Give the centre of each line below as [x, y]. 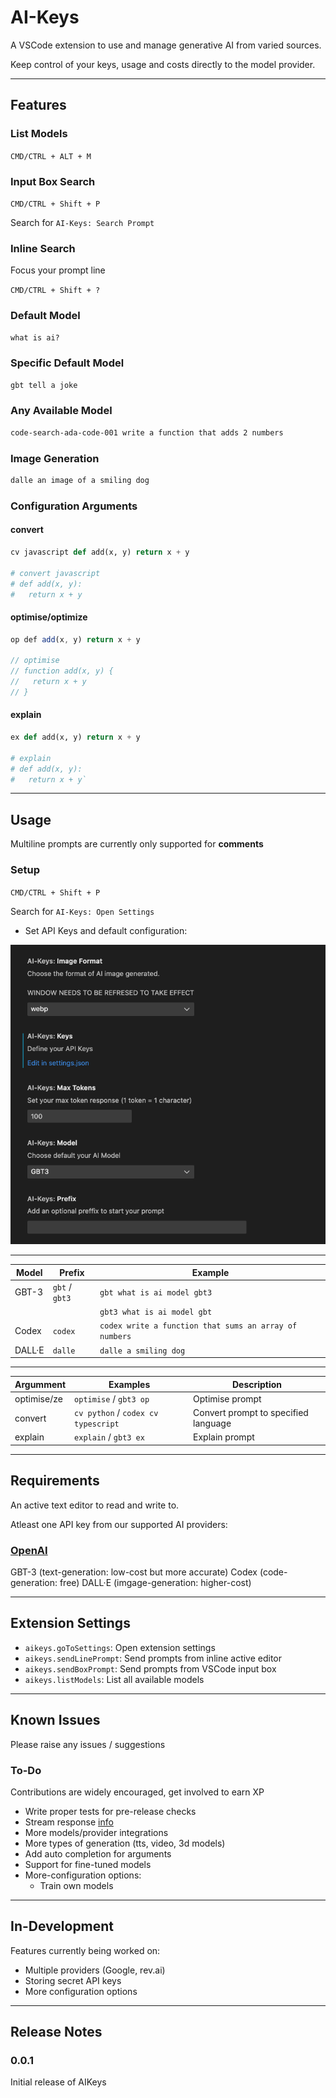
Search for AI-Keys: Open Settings [82, 911]
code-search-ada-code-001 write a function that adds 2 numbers [147, 432]
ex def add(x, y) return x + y [75, 737]
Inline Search [43, 248]
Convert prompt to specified [251, 1413]
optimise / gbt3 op [112, 1398]
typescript [97, 1424]
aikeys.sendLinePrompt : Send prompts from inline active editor [153, 1658]
